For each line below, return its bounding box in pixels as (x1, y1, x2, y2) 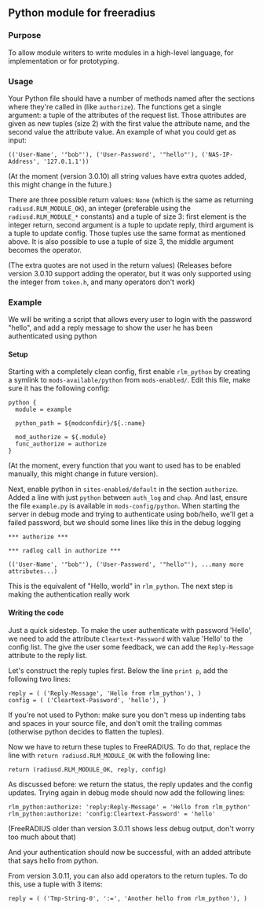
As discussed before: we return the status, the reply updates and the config (8, 779, 253, 789)
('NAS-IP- (201, 150, 234, 158)
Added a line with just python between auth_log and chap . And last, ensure (8, 493, 248, 502)
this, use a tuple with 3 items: (8, 879, 104, 889)
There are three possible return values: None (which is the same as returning (8, 194, 254, 204)
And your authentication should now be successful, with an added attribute (8, 847, 251, 856)
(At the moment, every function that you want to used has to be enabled (8, 461, 241, 471)
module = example (15, 405, 72, 414)
